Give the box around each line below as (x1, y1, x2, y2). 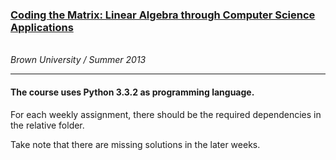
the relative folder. (10, 119, 85, 131)
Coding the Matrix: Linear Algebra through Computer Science (10, 8, 316, 22)
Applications (10, 20, 74, 34)
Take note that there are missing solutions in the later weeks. (10, 138, 261, 150)
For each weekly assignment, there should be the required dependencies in (10, 108, 322, 120)
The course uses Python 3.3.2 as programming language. (10, 86, 255, 98)
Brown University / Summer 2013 (10, 54, 147, 66)
